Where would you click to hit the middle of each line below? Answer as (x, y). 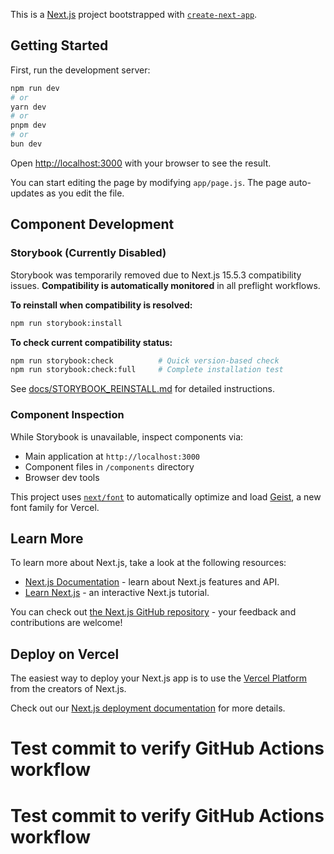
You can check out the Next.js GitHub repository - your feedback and (153, 612)
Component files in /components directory (109, 466)
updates (27, 193)
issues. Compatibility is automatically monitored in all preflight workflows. (165, 285)
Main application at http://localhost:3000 (112, 456)
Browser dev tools (62, 477)
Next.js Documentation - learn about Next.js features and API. (152, 582)
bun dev (26, 144)
